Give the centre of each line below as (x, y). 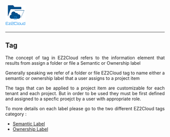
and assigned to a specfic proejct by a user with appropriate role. (73, 99)
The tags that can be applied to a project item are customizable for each (85, 88)
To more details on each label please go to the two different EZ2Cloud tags (85, 108)
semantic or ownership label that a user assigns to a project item (73, 78)
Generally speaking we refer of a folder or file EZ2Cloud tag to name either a (85, 73)
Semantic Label (29, 123)
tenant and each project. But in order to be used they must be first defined (85, 93)
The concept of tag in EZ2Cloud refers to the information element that (85, 58)
